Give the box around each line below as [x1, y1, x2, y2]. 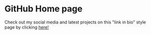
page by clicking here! [4, 24, 49, 30]
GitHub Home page [4, 3, 83, 14]
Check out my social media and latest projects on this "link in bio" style [4, 19, 146, 25]
